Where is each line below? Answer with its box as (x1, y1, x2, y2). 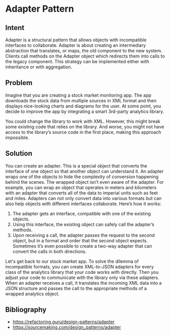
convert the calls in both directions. (12, 248, 87, 255)
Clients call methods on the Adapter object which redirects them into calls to (5, 53, 165, 59)
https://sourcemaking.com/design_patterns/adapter (12, 324, 121, 330)
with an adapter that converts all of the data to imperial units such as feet (5, 189, 158, 196)
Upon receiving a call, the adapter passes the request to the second (12, 232, 155, 238)
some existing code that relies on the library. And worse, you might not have (5, 123, 164, 130)
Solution (5, 149, 32, 158)
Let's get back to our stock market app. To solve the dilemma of (5, 258, 139, 264)
